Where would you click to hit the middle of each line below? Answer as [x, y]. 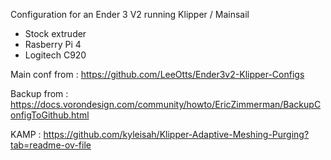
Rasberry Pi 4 [53, 44]
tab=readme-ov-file [51, 145]
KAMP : [26, 134]
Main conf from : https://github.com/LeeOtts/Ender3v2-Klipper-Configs [157, 74]
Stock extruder [55, 33]
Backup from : [39, 93]
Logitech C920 [55, 55]
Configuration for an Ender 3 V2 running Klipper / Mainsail [130, 14]
